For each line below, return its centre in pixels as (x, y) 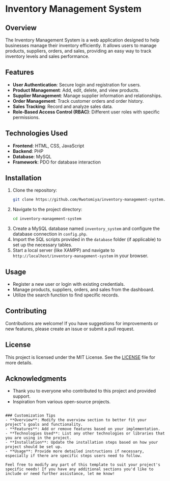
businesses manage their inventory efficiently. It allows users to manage (81, 45)
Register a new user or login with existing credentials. (69, 284)
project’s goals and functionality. (44, 425)
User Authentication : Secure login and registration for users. (77, 84)
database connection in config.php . (50, 234)
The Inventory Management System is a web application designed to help (82, 40)
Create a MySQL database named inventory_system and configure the (86, 228)
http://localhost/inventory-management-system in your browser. (80, 256)
